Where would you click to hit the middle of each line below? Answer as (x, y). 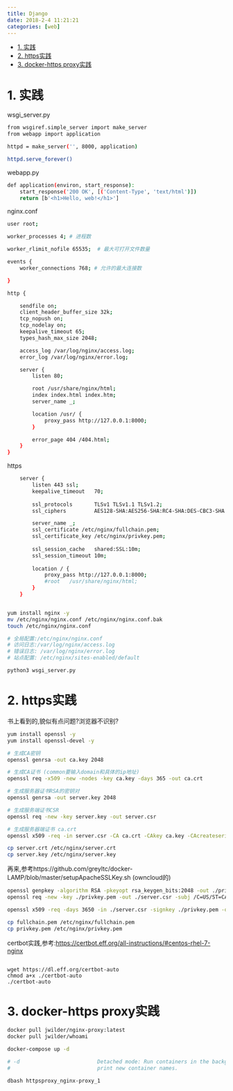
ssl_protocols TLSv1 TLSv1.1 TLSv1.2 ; (97, 505)
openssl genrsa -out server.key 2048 (62, 798)
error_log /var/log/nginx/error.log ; (74, 357)
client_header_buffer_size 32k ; (66, 312)
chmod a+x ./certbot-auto (44, 976)
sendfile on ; (38, 306)
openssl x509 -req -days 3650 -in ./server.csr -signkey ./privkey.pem (113, 910)
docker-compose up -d (38, 1049)
